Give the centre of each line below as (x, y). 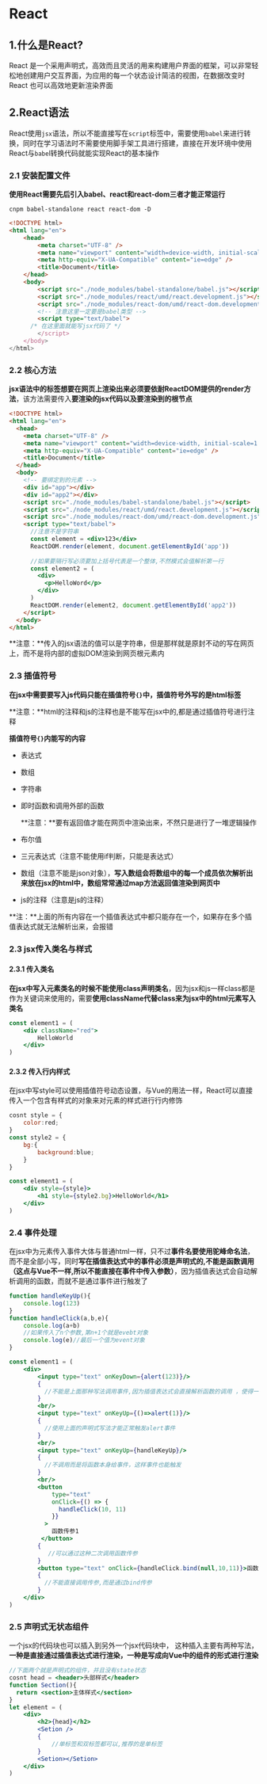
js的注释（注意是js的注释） (64, 899)
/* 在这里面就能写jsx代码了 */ (76, 326)
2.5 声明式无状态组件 (49, 1626)
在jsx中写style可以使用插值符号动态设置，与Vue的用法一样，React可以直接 (131, 1091)
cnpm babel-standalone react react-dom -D (80, 210)
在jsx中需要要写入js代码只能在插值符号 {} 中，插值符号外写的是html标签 (125, 695)
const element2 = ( (62, 568)
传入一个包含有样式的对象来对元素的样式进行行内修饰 (96, 1100)
